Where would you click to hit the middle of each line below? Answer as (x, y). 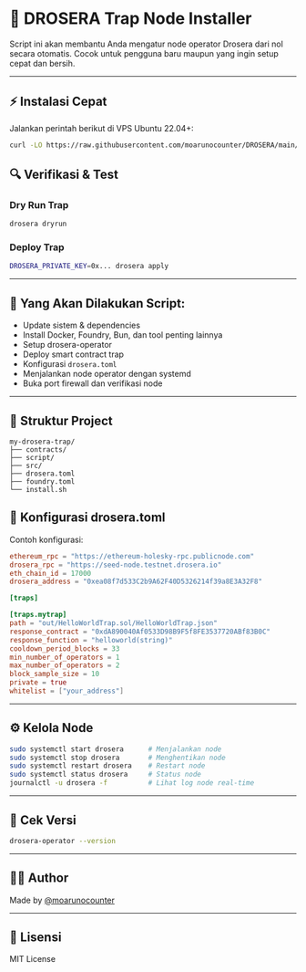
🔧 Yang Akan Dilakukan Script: (97, 303)
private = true (38, 683)
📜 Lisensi (36, 937)
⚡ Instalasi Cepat (58, 102)
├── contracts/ (38, 449)
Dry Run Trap (39, 204)
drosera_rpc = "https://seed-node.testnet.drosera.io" (116, 565)
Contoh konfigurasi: (46, 539)
